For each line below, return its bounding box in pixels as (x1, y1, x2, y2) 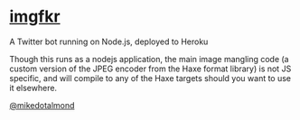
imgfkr (9, 6, 61, 27)
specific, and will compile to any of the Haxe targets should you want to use (9, 72, 292, 83)
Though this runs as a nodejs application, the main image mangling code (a (9, 53, 289, 64)
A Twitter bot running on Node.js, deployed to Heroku (9, 36, 209, 47)
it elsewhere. (9, 82, 57, 93)
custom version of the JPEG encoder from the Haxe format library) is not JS (9, 63, 292, 74)
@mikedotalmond (9, 99, 75, 110)
